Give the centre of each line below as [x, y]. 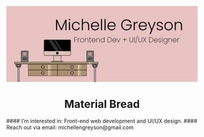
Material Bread [102, 104]
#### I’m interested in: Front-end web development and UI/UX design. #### [102, 121]
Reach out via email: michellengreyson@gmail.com [70, 127]
